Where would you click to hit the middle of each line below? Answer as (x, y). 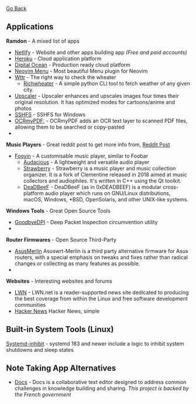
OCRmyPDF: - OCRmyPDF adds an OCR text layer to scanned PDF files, (101, 121)
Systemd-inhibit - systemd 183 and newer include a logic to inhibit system (95, 343)
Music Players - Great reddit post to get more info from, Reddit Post (88, 144)
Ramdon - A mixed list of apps (43, 41)
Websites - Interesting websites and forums (59, 281)
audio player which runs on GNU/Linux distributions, (108, 193)
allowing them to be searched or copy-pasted (69, 127)
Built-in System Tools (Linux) (60, 329)
